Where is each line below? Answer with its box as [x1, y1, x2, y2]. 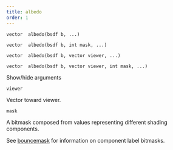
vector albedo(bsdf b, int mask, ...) [6, 42, 107, 48]
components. [6, 125, 39, 132]
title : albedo [6, 9, 42, 15]
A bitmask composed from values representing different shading [6, 118, 168, 126]
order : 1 [6, 15, 29, 21]
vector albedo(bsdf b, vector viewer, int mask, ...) [6, 63, 148, 69]
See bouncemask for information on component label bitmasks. [6, 137, 165, 144]
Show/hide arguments [6, 73, 62, 81]
